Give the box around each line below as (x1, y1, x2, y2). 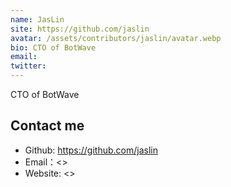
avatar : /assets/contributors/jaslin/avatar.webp (10, 33, 222, 43)
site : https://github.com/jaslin (10, 24, 150, 34)
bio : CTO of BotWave (10, 42, 97, 53)
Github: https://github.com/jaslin (24, 144, 158, 156)
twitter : (10, 61, 47, 71)
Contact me (10, 117, 85, 135)
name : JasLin (10, 14, 65, 25)
